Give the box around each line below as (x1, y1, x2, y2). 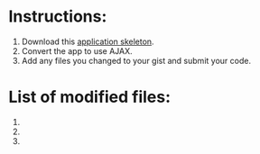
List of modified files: (8, 87, 172, 107)
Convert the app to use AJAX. (21, 45, 133, 56)
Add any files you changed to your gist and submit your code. (21, 55, 252, 66)
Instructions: (8, 6, 107, 27)
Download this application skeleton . (21, 36, 154, 47)
